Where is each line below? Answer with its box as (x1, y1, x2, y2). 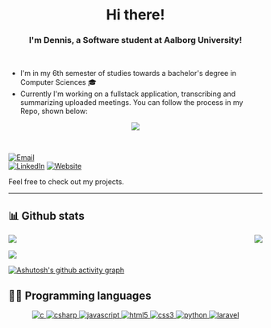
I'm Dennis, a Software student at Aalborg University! (28, 35, 243, 46)
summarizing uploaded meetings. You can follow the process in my (19, 98, 244, 107)
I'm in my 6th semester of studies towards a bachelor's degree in (19, 69, 236, 78)
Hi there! (106, 6, 165, 24)
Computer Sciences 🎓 (19, 78, 97, 87)
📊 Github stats (8, 208, 85, 223)
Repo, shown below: (19, 107, 88, 116)
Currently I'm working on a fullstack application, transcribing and (19, 89, 236, 99)
